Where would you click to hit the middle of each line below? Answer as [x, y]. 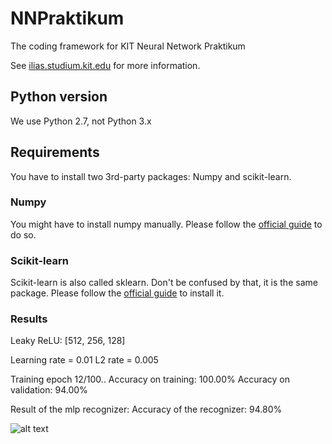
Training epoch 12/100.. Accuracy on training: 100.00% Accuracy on [150, 379]
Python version [59, 97]
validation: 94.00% [49, 390]
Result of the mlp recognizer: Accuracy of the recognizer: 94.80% [146, 409]
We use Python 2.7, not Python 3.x [81, 121]
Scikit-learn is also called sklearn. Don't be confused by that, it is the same [164, 283]
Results [29, 319]
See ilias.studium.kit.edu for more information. [105, 65]
